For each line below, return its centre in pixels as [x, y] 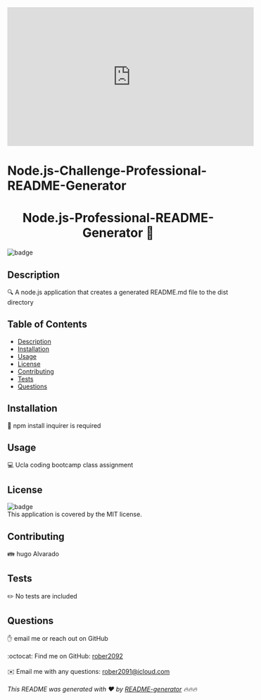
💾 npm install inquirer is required [54, 425]
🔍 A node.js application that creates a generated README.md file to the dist [118, 292]
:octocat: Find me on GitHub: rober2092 [65, 656]
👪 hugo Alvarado [33, 554]
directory [20, 302]
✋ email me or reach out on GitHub [58, 638]
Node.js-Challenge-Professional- [107, 171]
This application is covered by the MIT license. [75, 515]
